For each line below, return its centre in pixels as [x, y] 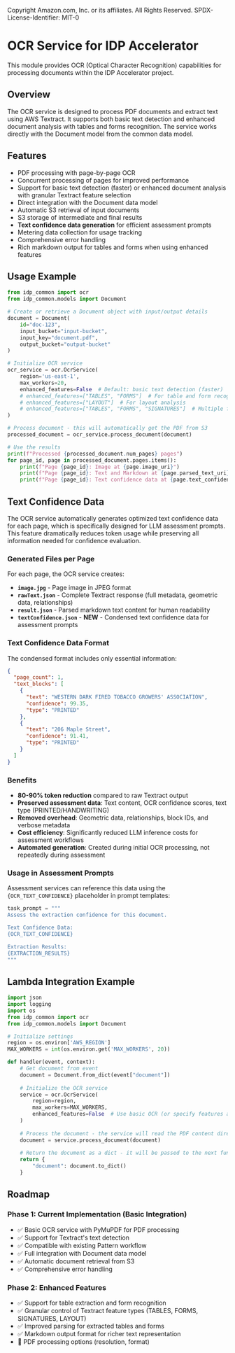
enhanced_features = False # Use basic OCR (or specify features [128, 1114]
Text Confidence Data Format [58, 643]
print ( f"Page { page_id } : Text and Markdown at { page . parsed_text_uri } [125, 473]
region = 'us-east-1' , [50, 377]
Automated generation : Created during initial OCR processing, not [113, 847]
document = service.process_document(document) [90, 1140]
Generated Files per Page [51, 559]
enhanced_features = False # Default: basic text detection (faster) [122, 389]
